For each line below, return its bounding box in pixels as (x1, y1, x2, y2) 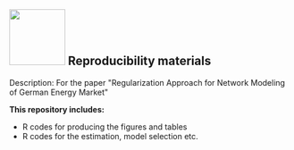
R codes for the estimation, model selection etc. (21, 130, 198, 141)
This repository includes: (9, 104, 105, 114)
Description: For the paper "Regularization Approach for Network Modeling (9, 77, 286, 87)
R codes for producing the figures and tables (21, 121, 188, 132)
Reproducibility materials (67, 54, 212, 69)
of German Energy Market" (9, 87, 109, 97)
